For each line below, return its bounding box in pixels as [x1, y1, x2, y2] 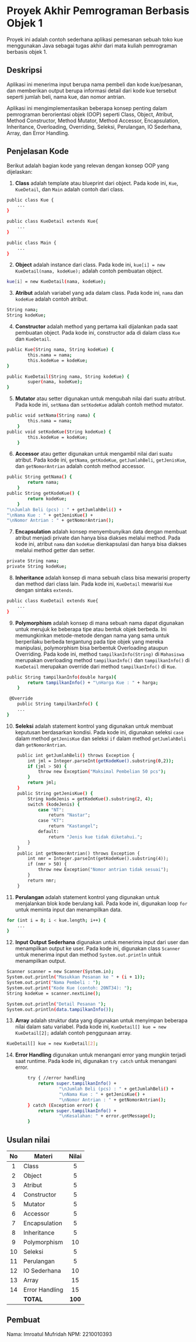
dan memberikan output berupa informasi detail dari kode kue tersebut [6, 87, 177, 94]
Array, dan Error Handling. [6, 129, 69, 136]
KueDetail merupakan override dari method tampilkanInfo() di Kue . [15, 663, 177, 670]
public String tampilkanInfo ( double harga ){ [6, 674, 117, 680]
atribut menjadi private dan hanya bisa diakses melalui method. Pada [15, 534, 180, 542]
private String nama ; [6, 558, 60, 564]
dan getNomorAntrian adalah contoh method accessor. [15, 463, 145, 470]
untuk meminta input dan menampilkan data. [15, 906, 123, 913]
